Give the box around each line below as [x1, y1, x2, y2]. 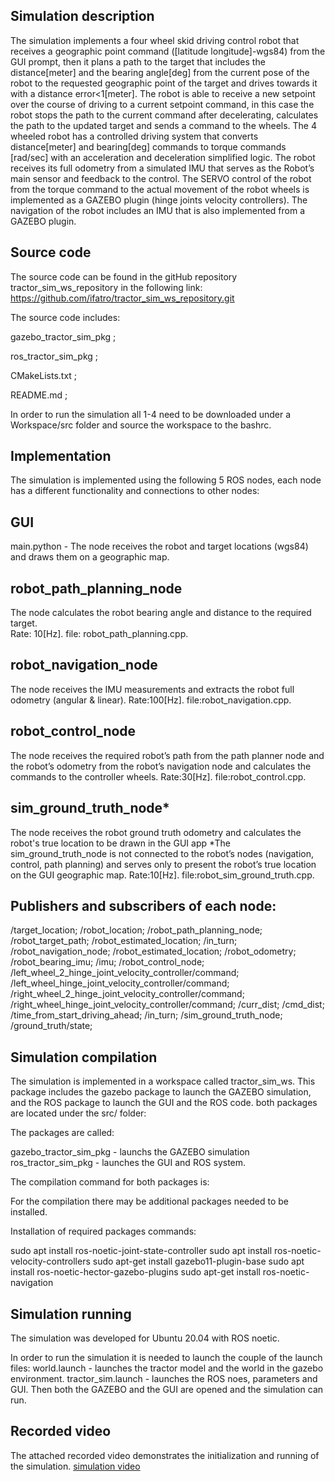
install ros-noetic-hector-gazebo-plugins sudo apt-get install [10, 1266, 261, 1278]
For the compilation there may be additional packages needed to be [10, 1195, 290, 1208]
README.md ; [10, 389, 68, 401]
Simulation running [10, 1305, 132, 1323]
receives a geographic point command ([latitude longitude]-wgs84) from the [10, 45, 326, 57]
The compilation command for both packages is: [10, 1176, 210, 1188]
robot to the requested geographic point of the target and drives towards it [10, 77, 318, 89]
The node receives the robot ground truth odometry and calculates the [10, 826, 302, 838]
